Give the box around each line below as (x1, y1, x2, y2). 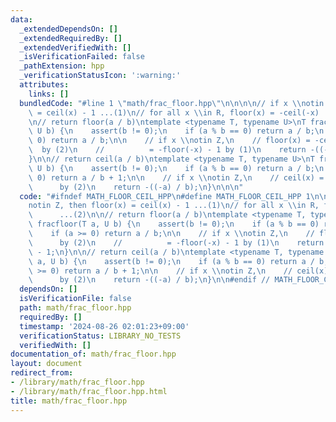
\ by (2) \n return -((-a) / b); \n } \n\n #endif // (28, 275, 271, 285)
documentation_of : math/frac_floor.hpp (10, 349, 177, 360)
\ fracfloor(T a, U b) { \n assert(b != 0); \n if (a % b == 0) (28, 219, 320, 230)
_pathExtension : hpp (19, 61, 105, 71)
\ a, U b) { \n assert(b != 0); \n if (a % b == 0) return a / (28, 256, 315, 266)
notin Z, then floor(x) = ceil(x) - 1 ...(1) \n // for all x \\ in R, (28, 201, 320, 211)
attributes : (19, 80, 70, 90)
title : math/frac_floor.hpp (10, 396, 128, 406)
